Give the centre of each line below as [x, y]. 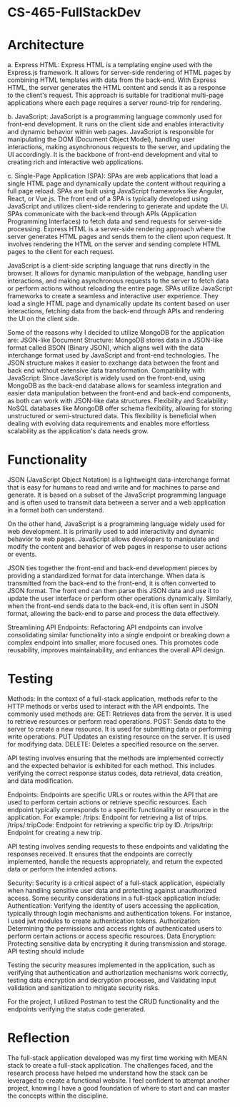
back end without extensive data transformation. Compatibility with [106, 370]
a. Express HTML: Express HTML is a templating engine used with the [110, 65]
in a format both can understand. [56, 510]
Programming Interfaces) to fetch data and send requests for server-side [115, 221]
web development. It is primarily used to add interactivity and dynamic [111, 532]
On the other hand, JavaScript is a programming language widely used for [116, 524]
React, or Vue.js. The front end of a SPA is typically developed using [108, 199]
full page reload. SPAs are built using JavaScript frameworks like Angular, [115, 191]
